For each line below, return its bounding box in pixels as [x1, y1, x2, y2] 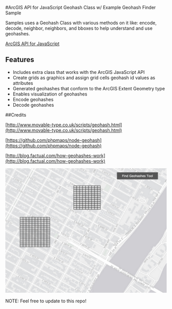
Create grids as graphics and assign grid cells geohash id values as [12, 74, 156, 81]
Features [5, 55, 34, 64]
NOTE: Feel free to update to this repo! [5, 298, 87, 304]
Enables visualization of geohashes [12, 91, 88, 97]
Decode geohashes [12, 102, 54, 108]
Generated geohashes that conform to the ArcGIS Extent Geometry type [12, 85, 165, 91]
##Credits [5, 111, 27, 118]
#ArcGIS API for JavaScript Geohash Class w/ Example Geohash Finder [5, 5, 156, 10]
